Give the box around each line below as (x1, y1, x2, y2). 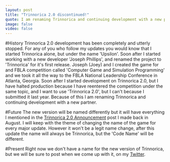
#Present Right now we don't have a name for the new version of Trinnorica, (5, 146, 164, 152)
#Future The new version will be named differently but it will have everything (5, 109, 165, 115)
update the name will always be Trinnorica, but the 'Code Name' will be (5, 131, 154, 137)
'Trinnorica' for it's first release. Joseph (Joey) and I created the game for (5, 62, 159, 68)
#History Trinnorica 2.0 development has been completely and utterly (5, 40, 150, 46)
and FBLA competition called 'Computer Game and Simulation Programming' (5, 67, 165, 73)
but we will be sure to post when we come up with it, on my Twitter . (5, 151, 146, 157)
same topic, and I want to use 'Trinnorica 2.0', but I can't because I (5, 89, 144, 95)
